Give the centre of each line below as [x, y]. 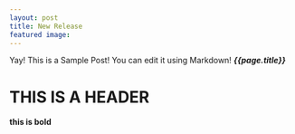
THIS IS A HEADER [80, 97]
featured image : [40, 34]
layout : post [34, 18]
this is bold [30, 122]
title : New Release [46, 26]
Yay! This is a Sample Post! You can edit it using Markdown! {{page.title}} [148, 61]
